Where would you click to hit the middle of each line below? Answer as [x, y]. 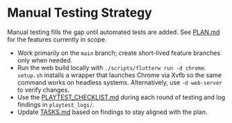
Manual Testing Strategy [80, 13]
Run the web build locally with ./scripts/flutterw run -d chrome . [111, 67]
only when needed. [45, 60]
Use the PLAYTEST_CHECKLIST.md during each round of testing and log [121, 97]
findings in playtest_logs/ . [56, 104]
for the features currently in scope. [57, 39]
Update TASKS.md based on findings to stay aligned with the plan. [112, 112]
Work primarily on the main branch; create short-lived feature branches [119, 53]
